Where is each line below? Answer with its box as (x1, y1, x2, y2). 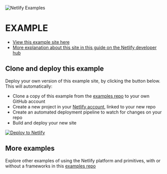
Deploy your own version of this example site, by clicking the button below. (5, 78, 160, 84)
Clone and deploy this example (5, 65, 104, 73)
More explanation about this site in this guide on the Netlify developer (12, 44, 157, 50)
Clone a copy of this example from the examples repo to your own (12, 93, 150, 99)
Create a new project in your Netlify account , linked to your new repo (12, 103, 156, 109)
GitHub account (12, 98, 45, 104)
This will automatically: (5, 83, 53, 89)
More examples (5, 144, 55, 153)
